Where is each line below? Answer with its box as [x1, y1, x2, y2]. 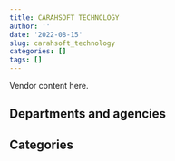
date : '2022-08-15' [9, 30, 83, 39]
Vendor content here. [9, 80, 89, 90]
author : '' [9, 22, 51, 31]
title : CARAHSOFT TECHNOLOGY [9, 13, 120, 23]
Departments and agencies [9, 106, 166, 122]
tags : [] [9, 55, 43, 64]
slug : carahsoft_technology [9, 38, 116, 48]
